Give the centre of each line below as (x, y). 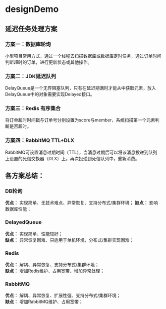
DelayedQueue (24, 222)
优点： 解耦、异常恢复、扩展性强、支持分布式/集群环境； (63, 296)
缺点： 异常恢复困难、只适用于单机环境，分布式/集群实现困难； (69, 240)
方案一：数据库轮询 (28, 44)
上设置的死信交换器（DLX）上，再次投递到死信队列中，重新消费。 (72, 158)
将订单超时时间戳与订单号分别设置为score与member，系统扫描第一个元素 (80, 120)
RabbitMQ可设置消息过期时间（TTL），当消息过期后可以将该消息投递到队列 (81, 152)
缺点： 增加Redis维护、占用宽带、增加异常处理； (55, 271)
